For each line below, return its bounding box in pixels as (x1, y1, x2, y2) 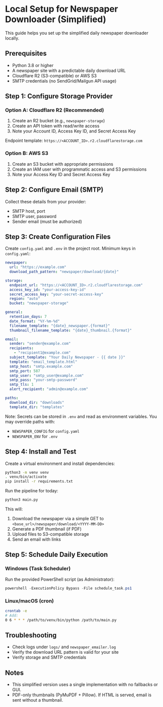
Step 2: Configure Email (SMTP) (5, 186, 103, 194)
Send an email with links (12, 536, 61, 542)
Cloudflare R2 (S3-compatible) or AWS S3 (12, 72, 97, 79)
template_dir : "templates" (9, 404, 64, 409)
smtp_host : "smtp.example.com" (9, 364, 73, 369)
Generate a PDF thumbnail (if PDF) (12, 526, 82, 532)
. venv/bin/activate (5, 474, 47, 480)
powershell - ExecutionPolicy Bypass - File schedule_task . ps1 (5, 586, 132, 591)
